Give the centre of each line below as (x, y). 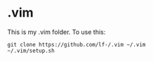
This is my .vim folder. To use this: (56, 32)
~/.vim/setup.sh (31, 51)
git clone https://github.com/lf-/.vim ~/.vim (76, 44)
